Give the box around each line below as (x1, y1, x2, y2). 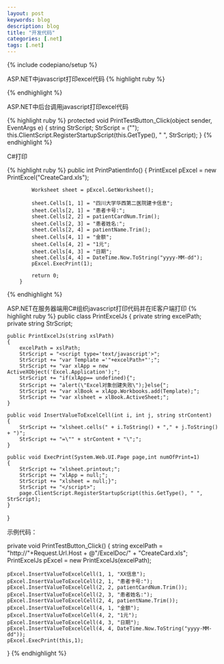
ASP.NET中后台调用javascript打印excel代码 (7, 103, 128, 110)
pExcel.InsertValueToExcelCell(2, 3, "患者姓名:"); (7, 591, 154, 598)
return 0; (31, 272, 59, 279)
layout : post (7, 10, 44, 17)
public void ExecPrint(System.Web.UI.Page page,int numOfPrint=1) (7, 454, 200, 460)
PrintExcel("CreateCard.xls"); (7, 173, 89, 182)
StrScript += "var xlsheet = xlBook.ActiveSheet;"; (19, 394, 169, 401)
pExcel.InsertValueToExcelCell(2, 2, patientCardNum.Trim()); (7, 584, 188, 591)
